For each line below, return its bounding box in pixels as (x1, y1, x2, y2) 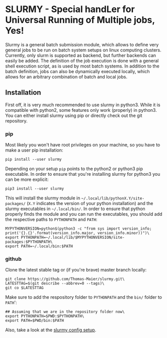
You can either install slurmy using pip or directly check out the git (5, 112, 142, 118)
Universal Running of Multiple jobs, (5, 14, 155, 26)
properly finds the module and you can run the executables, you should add (5, 211, 162, 217)
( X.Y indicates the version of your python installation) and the (27, 200, 153, 207)
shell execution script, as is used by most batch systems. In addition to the (5, 63, 159, 69)
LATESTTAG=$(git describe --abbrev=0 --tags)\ (5, 281, 105, 286)
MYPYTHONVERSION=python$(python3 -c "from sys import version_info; (5, 226, 152, 231)
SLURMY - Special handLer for (5, 4, 135, 15)
